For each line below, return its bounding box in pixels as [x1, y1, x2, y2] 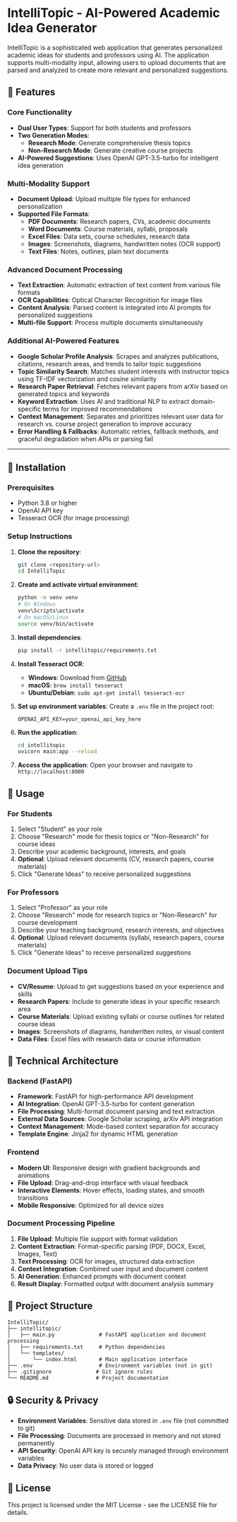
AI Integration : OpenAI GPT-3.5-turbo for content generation [17, 1100, 195, 1108]
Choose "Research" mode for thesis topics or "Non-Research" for [17, 832, 209, 841]
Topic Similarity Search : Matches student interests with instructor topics [17, 367, 230, 376]
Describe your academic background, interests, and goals [17, 847, 186, 856]
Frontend [7, 1147, 39, 1157]
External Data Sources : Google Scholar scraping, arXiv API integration [17, 1115, 224, 1123]
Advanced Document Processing [7, 265, 123, 275]
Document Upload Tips [7, 966, 88, 976]
